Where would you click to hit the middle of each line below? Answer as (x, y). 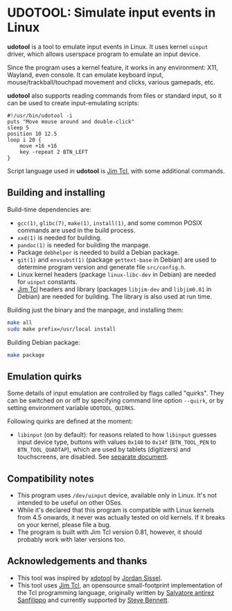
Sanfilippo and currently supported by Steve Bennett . (93, 600)
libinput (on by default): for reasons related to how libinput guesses (117, 435)
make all (20, 322)
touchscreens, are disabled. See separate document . (93, 457)
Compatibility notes (51, 478)
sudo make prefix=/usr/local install (62, 329)
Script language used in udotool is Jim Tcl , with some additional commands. (116, 170)
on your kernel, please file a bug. (64, 525)
